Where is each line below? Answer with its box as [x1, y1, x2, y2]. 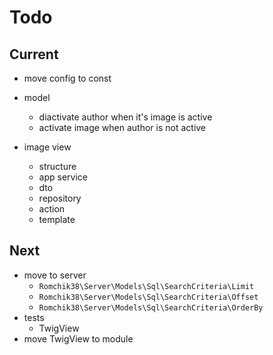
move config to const [23, 72, 112, 84]
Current [9, 46, 59, 63]
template [38, 214, 76, 225]
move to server [23, 269, 87, 281]
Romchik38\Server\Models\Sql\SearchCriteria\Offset [38, 292, 259, 302]
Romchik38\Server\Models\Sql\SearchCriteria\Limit [38, 281, 255, 291]
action [38, 203, 66, 215]
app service [38, 171, 88, 183]
